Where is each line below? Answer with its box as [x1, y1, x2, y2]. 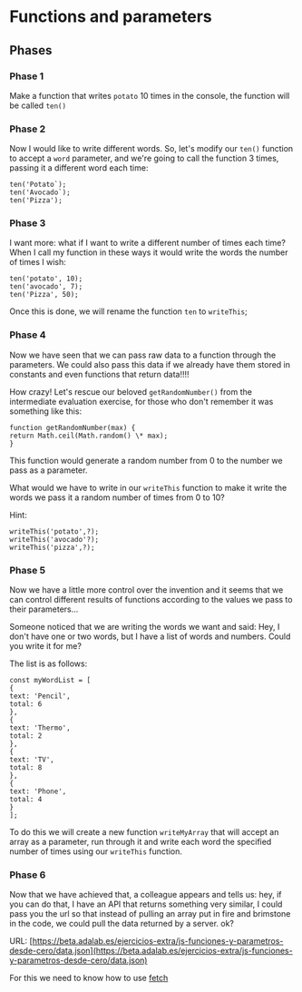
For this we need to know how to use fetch [9, 973, 169, 984]
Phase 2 [9, 123, 46, 135]
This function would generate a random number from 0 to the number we [9, 455, 283, 466]
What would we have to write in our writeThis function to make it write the [9, 482, 287, 493]
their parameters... [9, 604, 79, 614]
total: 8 [9, 763, 43, 772]
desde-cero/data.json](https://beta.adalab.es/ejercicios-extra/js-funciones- [9, 946, 293, 957]
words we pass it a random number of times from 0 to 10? [9, 492, 225, 503]
